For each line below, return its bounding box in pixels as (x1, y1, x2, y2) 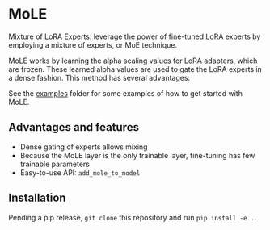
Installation (8, 191, 66, 205)
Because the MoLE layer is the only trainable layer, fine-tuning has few (19, 150, 255, 160)
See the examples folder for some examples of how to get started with (8, 88, 243, 98)
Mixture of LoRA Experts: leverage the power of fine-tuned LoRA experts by (8, 31, 261, 41)
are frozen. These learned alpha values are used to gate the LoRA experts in (8, 64, 263, 73)
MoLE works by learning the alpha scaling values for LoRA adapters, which (8, 56, 258, 65)
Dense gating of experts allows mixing (19, 142, 148, 152)
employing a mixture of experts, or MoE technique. (8, 40, 178, 49)
